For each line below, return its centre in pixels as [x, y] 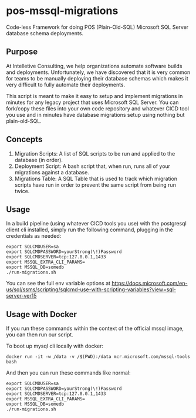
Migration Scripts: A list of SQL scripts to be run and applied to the [95, 153]
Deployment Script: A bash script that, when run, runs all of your [92, 166]
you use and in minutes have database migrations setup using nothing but [95, 114]
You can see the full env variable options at [58, 284]
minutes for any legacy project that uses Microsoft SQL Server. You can [92, 102]
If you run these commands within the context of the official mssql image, [95, 328]
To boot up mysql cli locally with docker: [55, 346]
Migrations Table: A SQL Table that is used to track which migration [96, 178]
